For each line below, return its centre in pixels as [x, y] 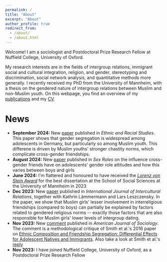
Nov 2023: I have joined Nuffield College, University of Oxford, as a [82, 249]
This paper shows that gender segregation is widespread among [79, 138]
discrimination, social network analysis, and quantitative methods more [78, 77]
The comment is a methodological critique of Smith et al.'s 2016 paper [84, 228]
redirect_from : [21, 28]
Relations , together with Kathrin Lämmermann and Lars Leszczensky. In [86, 196]
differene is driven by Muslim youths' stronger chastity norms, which [83, 148]
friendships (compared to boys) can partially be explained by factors [83, 207]
